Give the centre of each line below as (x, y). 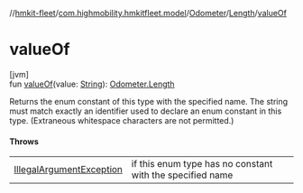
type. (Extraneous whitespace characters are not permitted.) (122, 120)
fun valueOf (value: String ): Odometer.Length (92, 84)
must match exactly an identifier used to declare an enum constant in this (146, 111)
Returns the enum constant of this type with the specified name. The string (149, 101)
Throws (24, 141)
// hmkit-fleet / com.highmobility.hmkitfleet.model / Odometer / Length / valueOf (148, 13)
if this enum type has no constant (202, 164)
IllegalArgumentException (69, 170)
